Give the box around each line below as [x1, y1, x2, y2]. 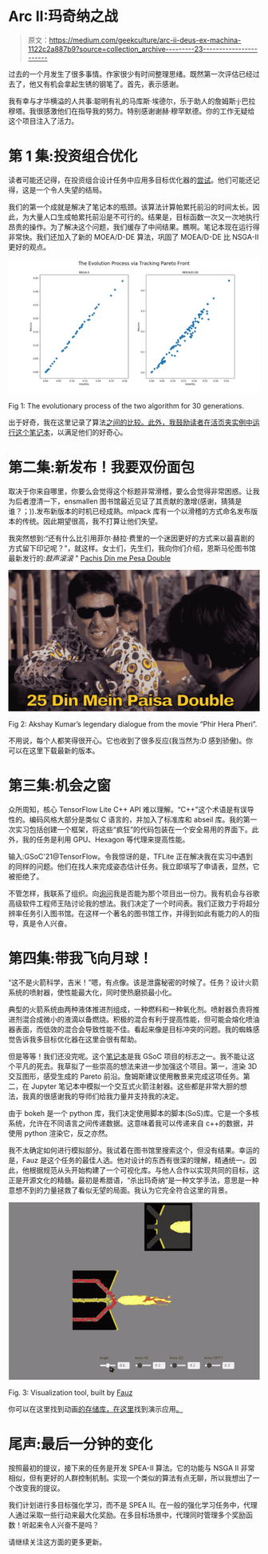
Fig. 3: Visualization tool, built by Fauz [8, 1388, 133, 1397]
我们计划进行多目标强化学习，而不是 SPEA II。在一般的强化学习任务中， [8, 1500, 244, 1510]
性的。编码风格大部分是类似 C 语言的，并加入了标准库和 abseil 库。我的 [8, 815, 243, 824]
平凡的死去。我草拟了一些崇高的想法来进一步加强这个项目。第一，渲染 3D [14, 1061, 258, 1071]
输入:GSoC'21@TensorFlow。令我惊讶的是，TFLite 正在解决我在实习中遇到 [8, 851, 254, 861]
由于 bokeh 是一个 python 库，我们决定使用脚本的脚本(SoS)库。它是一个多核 [8, 1108, 259, 1118]
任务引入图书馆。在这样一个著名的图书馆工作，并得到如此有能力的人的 [22, 908, 253, 918]
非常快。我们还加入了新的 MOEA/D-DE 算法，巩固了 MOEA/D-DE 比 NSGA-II [8, 232, 259, 241]
